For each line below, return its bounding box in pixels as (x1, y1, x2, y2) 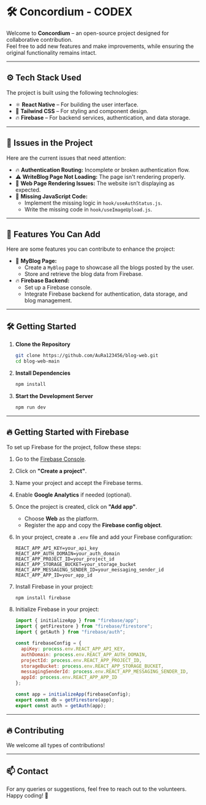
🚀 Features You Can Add (6, 229, 101, 240)
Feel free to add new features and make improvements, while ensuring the (6, 42, 194, 50)
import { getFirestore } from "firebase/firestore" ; (15, 623, 153, 630)
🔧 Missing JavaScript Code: (15, 192, 88, 200)
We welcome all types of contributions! (6, 742, 105, 749)
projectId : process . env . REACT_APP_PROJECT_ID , (21, 657, 142, 664)
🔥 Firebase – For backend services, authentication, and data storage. (15, 114, 191, 121)
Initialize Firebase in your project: (15, 606, 99, 613)
